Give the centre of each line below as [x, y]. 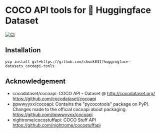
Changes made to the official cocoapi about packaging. [69, 109]
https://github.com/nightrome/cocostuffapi [56, 125]
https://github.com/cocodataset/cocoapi [54, 99]
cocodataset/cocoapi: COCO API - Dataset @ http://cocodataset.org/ [83, 93]
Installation [23, 50]
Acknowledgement [35, 81]
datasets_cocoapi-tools [30, 66]
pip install [17, 62]
